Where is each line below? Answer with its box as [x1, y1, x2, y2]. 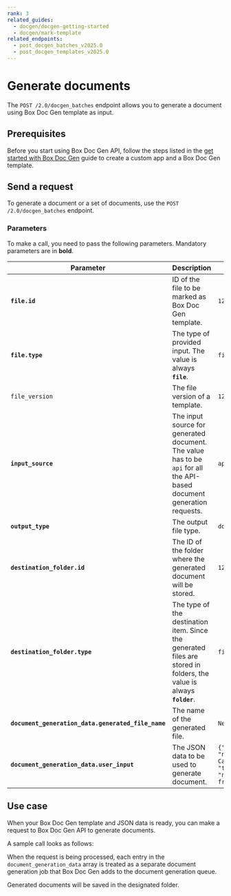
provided [172, 337, 201, 347]
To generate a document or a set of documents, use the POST [7, 199, 179, 207]
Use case [7, 800, 48, 812]
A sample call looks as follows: [7, 839, 94, 847]
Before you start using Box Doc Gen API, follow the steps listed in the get [7, 146, 214, 155]
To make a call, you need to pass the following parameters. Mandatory [7, 239, 207, 248]
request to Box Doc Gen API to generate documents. [7, 826, 156, 834]
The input [172, 411, 203, 420]
